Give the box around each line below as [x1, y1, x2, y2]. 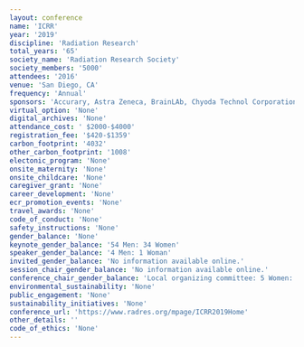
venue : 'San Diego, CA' [9, 80, 100, 89]
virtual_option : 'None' [9, 106, 100, 115]
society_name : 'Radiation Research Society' [9, 55, 180, 64]
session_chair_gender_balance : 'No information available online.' [9, 266, 270, 275]
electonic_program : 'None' [9, 155, 111, 165]
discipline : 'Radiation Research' [9, 38, 140, 48]
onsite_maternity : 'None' [9, 164, 107, 173]
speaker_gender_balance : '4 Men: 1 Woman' [9, 249, 172, 258]
